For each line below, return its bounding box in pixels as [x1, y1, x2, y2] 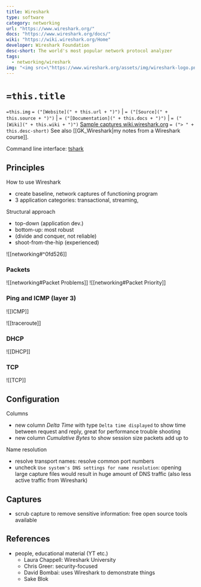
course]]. [6, 133, 29, 141]
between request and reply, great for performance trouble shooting [14, 428, 181, 435]
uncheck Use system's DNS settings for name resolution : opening [14, 464, 182, 471]
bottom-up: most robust [14, 226, 74, 233]
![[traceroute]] [6, 319, 41, 327]
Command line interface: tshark [6, 145, 84, 152]
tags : [6, 53, 20, 59]
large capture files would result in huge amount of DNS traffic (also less [14, 471, 191, 478]
